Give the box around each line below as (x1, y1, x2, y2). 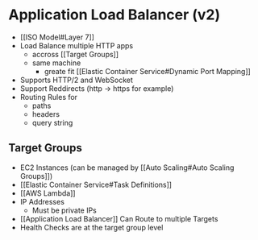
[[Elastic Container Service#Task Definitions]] (19, 180, 172, 189)
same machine (31, 58, 81, 68)
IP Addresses (19, 197, 64, 206)
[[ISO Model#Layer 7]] (19, 32, 95, 42)
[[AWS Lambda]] (19, 188, 76, 198)
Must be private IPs (31, 205, 97, 215)
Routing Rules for (19, 92, 78, 101)
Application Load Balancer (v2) (8, 6, 221, 24)
